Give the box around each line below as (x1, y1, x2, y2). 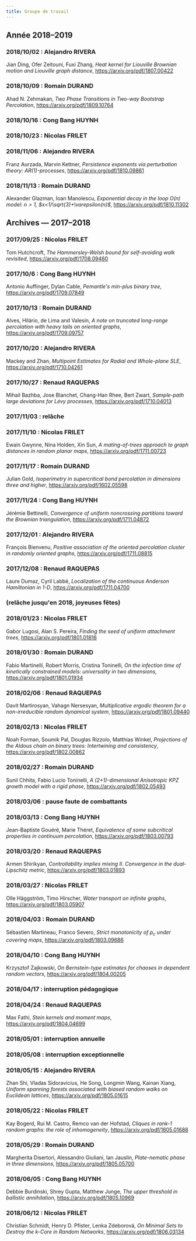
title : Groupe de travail (6, 8, 69, 15)
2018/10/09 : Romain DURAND (6, 82, 94, 90)
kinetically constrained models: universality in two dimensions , (6, 668, 157, 675)
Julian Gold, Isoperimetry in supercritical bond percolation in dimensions (6, 475, 181, 483)
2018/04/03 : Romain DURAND (6, 915, 95, 923)
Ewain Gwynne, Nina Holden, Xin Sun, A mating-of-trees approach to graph (6, 441, 189, 448)
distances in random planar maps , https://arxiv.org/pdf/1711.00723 (6, 448, 166, 455)
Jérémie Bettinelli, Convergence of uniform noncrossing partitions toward (6, 510, 183, 517)
